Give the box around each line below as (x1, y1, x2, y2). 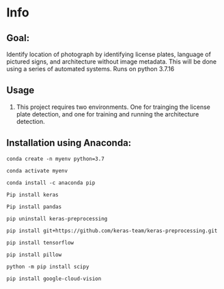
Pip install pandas (6, 203, 62, 210)
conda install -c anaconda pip (6, 179, 96, 186)
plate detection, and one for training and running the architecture (16, 110, 199, 118)
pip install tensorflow (6, 239, 74, 246)
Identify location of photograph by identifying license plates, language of (6, 50, 211, 58)
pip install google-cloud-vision (6, 275, 102, 282)
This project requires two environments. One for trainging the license (16, 103, 211, 111)
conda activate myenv (6, 167, 68, 174)
